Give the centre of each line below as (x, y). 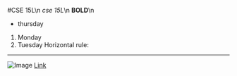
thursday (30, 24)
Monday (30, 37)
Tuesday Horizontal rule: (53, 45)
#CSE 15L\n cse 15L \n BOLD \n (51, 10)
